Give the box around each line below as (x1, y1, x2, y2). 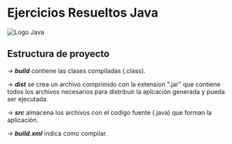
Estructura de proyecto (7, 48, 110, 60)
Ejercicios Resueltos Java (7, 5, 159, 21)
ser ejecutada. (7, 95, 49, 103)
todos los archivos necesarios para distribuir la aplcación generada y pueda (7, 87, 225, 95)
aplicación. (7, 115, 39, 124)
